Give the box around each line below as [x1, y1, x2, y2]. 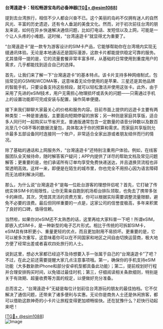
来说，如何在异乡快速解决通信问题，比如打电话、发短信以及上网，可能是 [9, 27, 154, 33]
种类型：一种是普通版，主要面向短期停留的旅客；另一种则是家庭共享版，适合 [5, 113, 158, 118]
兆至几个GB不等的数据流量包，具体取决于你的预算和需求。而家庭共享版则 [5, 125, 151, 131]
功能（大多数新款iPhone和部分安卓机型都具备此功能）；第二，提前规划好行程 [5, 263, 157, 269]
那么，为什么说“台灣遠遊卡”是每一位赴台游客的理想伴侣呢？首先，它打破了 [5, 182, 154, 187]
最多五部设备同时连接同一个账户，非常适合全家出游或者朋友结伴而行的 [9, 131, 149, 136]
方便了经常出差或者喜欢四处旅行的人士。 [5, 241, 86, 247]
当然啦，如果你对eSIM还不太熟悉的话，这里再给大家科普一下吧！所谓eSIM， [5, 216, 158, 222]
